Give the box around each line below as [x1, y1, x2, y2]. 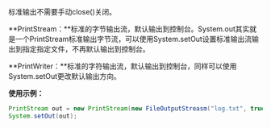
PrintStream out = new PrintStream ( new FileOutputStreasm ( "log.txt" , [8, 105, 248, 113]
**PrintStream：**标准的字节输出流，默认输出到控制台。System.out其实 [8, 24, 250, 34]
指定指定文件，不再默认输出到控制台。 [22, 44, 150, 54]
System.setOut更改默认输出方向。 [8, 72, 121, 81]
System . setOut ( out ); [8, 112, 78, 120]
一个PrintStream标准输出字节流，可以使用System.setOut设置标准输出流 [15, 35, 252, 43]
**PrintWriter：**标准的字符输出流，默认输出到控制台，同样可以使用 [8, 61, 237, 71]
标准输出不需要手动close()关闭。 [8, 7, 117, 16]
